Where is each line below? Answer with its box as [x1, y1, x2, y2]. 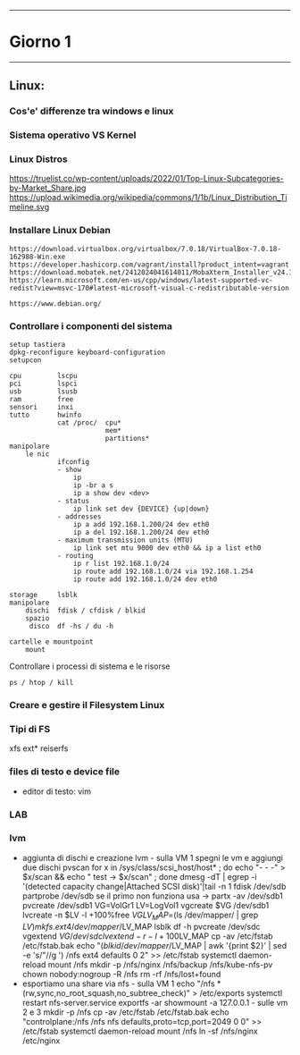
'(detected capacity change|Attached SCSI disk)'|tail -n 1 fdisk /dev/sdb [21, 881, 287, 891]
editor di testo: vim [21, 786, 92, 797]
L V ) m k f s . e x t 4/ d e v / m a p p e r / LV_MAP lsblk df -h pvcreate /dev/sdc [21, 921, 261, 932]
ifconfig [56, 458, 90, 467]
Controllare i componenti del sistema [9, 319, 172, 332]
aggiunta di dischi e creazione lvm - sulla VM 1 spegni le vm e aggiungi [21, 852, 284, 863]
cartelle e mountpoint [9, 637, 94, 646]
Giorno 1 [9, 32, 71, 52]
